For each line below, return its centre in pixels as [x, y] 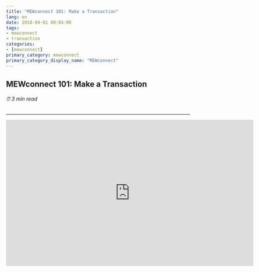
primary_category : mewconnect [43, 55]
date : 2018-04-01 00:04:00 [39, 22]
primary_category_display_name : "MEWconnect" [62, 60]
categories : [20, 44]
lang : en [17, 17]
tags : [13, 28]
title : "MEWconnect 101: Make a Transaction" [62, 11]
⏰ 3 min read [22, 99]
